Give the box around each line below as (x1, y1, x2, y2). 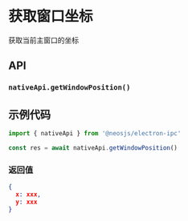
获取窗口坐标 (8, 7, 94, 26)
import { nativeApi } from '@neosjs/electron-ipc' (8, 130, 182, 138)
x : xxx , (15, 190, 42, 199)
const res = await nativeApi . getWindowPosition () (8, 143, 178, 152)
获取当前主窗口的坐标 (8, 35, 79, 45)
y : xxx (15, 198, 38, 206)
